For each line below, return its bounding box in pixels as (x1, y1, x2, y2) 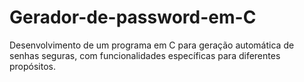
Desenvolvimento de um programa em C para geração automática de (9, 39, 295, 51)
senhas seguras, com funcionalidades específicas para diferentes (9, 49, 281, 61)
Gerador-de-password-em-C (9, 6, 257, 29)
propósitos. (9, 60, 57, 72)
